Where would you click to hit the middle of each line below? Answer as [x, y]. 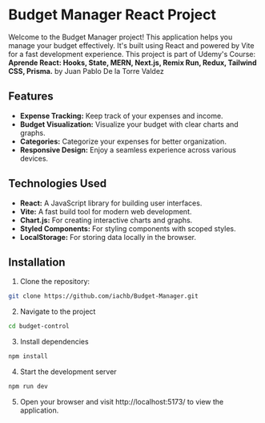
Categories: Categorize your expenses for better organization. [123, 141]
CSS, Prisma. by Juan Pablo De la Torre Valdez [86, 71]
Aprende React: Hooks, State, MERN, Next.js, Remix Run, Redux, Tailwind [133, 63]
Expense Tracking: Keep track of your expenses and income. [121, 116]
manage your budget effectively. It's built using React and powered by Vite [131, 45]
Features [31, 97]
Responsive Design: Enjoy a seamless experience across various [128, 149]
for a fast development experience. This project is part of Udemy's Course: [132, 54]
